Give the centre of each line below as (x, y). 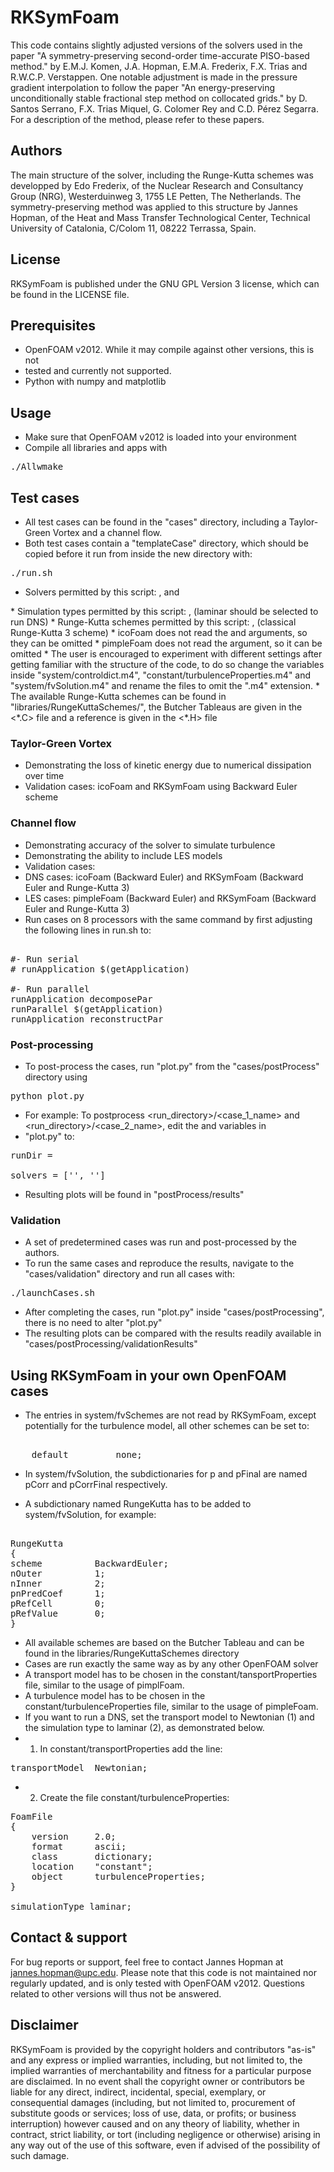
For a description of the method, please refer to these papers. (137, 119)
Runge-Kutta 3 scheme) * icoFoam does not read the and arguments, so (159, 632)
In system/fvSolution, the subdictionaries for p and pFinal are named (166, 1474)
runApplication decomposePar (81, 999)
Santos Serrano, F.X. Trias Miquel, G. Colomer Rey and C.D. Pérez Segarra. (164, 108)
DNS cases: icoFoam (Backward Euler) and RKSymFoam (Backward (164, 877)
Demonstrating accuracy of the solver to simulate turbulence (150, 845)
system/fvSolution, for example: (90, 1514)
